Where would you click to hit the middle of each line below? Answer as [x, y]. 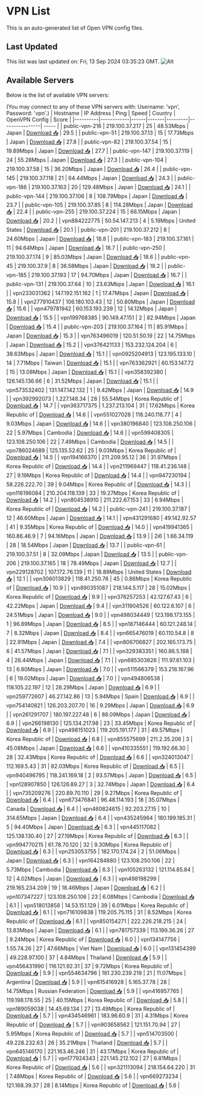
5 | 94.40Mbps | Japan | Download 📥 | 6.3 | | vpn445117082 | [83, 827]
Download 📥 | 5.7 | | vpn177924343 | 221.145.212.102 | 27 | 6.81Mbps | [94, 1058]
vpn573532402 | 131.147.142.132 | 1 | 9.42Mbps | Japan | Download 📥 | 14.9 [100, 390]
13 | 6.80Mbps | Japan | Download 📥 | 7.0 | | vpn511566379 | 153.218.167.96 [100, 669]
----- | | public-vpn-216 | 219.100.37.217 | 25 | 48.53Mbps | [116, 126]
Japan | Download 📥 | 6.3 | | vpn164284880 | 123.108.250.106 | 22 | [90, 860]
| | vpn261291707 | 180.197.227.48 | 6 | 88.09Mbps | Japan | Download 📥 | [98, 714]
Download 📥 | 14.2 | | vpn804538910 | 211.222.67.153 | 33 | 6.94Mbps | [95, 500]
